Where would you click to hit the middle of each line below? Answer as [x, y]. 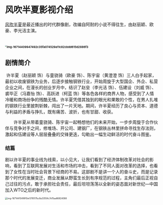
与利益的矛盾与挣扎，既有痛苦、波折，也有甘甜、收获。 [60, 112]
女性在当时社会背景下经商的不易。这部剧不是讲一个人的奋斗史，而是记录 [86, 172]
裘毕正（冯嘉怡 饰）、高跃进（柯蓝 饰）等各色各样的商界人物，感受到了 [75, 93]
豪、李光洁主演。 [22, 30]
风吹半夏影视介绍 [39, 10]
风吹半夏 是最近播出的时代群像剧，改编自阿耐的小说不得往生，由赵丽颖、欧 [79, 24]
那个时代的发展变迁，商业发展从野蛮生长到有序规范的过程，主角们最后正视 [79, 178]
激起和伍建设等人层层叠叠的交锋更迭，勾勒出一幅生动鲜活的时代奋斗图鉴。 [79, 134]
